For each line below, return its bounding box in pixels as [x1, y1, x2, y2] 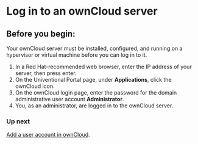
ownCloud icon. [15, 82, 55, 90]
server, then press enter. [15, 70, 77, 77]
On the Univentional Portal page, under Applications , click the [15, 76, 172, 83]
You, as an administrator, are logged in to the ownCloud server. [15, 102, 174, 109]
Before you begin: [6, 29, 76, 39]
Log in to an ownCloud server [6, 4, 158, 18]
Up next [6, 117, 30, 126]
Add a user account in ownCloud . [6, 131, 90, 139]
